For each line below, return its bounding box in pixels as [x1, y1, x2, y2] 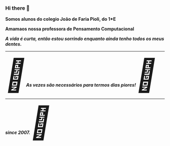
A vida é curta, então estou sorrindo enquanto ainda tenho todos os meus [5, 35, 164, 42]
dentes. [5, 41, 22, 47]
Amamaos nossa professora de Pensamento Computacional [5, 26, 135, 32]
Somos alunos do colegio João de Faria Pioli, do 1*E [5, 16, 116, 22]
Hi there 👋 [5, 5, 30, 12]
